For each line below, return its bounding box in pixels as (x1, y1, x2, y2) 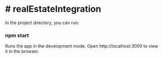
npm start (5, 32, 30, 39)
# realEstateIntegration (5, 3, 101, 15)
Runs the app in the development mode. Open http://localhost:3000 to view (5, 43, 159, 49)
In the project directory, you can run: (5, 20, 79, 26)
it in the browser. (5, 48, 39, 55)
